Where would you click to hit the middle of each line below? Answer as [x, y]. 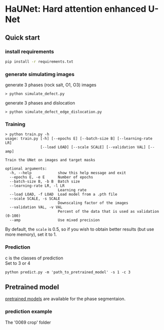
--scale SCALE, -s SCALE [35, 199]
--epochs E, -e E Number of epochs [51, 178]
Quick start [23, 38]
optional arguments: [26, 169]
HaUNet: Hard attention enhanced [76, 9]
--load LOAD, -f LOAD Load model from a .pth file [64, 195]
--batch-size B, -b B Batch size [45, 182]
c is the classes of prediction [34, 258]
